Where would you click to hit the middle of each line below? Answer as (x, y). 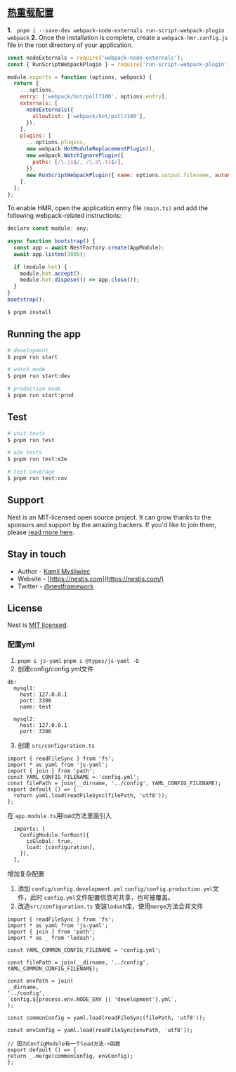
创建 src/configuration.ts (56, 745)
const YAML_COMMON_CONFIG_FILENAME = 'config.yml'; (84, 950)
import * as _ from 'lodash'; (52, 938)
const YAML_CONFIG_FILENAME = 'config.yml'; (73, 777)
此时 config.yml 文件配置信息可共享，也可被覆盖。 (102, 897)
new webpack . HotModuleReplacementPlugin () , (91, 149)
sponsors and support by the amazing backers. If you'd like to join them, (112, 524)
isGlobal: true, (50, 841)
